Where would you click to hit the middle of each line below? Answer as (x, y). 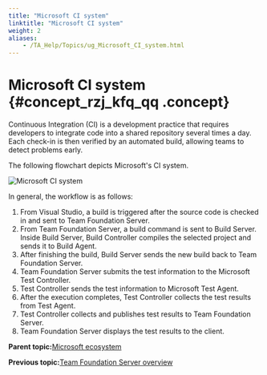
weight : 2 (25, 30)
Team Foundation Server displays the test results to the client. (122, 331)
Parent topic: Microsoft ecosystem (65, 347)
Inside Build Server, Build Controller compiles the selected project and (136, 238)
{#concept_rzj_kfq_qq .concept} (119, 102)
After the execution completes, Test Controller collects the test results (135, 297)
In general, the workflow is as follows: (71, 196)
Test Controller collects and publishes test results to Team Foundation (135, 314)
